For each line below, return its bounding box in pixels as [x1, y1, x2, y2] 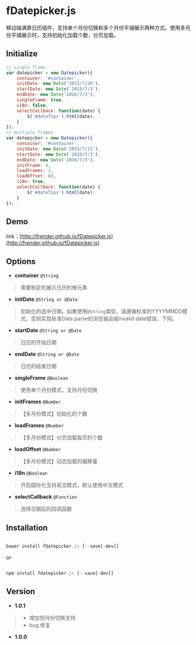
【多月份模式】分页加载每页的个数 [20, 434, 103, 441]
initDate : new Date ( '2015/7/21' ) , [16, 146, 101, 152]
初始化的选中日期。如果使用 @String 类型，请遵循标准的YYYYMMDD [20, 308, 183, 315]
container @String [14, 272, 59, 279]
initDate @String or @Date [14, 296, 78, 303]
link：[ [6, 233, 22, 240]
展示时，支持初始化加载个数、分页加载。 [21, 31, 119, 39]
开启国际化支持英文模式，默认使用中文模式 [20, 482, 123, 489]
